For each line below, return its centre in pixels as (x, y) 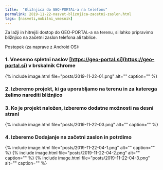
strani (12, 114)
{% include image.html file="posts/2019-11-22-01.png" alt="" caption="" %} (81, 76)
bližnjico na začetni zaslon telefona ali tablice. (51, 37)
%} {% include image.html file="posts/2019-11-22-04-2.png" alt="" (72, 153)
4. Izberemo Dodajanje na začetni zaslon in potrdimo (68, 137)
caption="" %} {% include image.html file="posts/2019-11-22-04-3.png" (78, 158)
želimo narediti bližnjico (34, 95)
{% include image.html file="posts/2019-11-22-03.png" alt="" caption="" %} (82, 124)
